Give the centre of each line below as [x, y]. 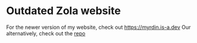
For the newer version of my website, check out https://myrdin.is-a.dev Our [98, 27]
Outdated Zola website [63, 11]
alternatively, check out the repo [46, 33]
